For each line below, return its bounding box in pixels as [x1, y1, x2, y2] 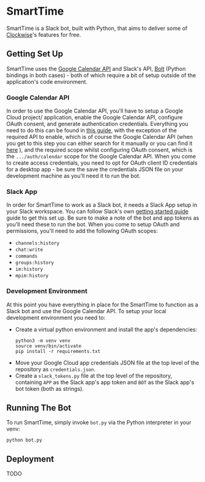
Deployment [6, 454, 54, 464]
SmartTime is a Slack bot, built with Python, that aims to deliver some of [6, 24, 188, 32]
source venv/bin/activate [15, 343, 81, 349]
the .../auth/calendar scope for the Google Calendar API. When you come [6, 153, 196, 160]
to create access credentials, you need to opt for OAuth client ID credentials [6, 159, 198, 166]
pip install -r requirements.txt [15, 348, 101, 354]
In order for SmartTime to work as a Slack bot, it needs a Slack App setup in [6, 201, 198, 209]
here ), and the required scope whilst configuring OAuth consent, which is [6, 146, 193, 154]
